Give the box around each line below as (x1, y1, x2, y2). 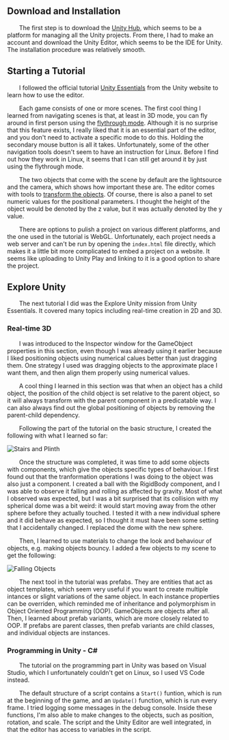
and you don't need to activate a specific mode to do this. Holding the (7, 133, 204, 141)
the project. (7, 261, 40, 270)
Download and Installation (7, 5, 121, 17)
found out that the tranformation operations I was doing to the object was (7, 472, 214, 481)
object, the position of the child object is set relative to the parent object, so (7, 389, 220, 397)
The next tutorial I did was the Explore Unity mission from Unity (19, 299, 197, 307)
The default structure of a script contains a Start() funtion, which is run (19, 689, 222, 698)
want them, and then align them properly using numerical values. (7, 368, 190, 377)
